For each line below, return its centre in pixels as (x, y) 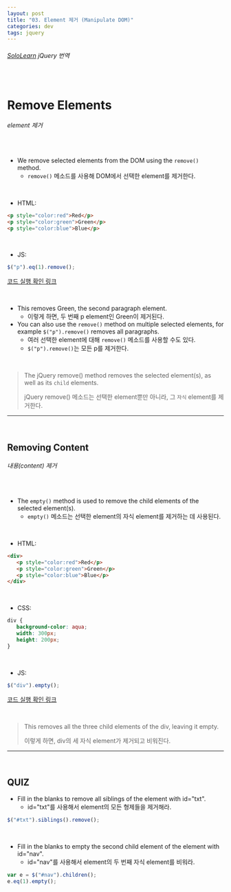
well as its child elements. (61, 383)
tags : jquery (26, 33)
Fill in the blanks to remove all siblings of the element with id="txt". (111, 799)
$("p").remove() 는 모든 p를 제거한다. (78, 349)
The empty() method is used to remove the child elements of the (108, 501)
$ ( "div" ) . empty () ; (33, 685)
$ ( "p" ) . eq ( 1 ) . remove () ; (41, 268)
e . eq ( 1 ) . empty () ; (32, 882)
